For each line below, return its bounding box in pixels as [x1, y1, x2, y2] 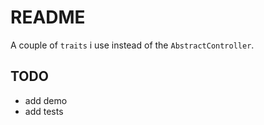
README [10, 6, 86, 29]
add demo [24, 94, 68, 106]
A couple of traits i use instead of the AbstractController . [10, 39, 255, 51]
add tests [24, 105, 64, 117]
